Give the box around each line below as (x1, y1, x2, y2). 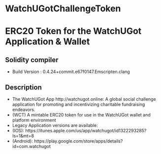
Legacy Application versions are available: (12, 122, 98, 128)
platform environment (12, 117, 57, 123)
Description (5, 83, 42, 91)
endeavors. (12, 107, 35, 113)
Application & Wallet (5, 36, 90, 47)
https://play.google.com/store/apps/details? (33, 138, 123, 144)
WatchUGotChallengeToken (5, 3, 121, 14)
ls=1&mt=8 (12, 133, 34, 139)
